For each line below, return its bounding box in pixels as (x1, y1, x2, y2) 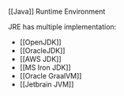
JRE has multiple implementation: (8, 22, 117, 31)
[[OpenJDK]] (19, 37, 62, 47)
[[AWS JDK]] (19, 55, 62, 63)
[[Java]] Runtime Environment (8, 7, 106, 16)
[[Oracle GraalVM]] (19, 71, 82, 80)
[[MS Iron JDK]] (19, 63, 71, 72)
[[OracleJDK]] (19, 46, 66, 55)
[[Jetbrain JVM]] (19, 79, 74, 89)
